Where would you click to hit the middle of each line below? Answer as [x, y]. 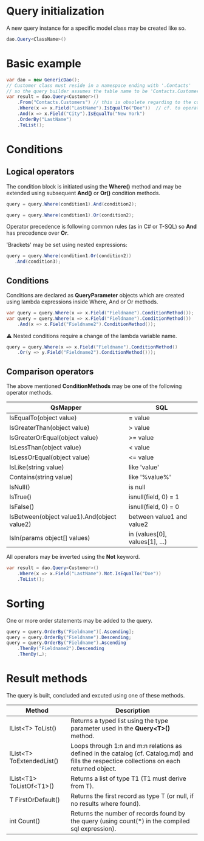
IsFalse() [22, 507]
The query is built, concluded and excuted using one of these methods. [96, 695]
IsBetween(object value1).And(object [63, 517]
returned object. [93, 769]
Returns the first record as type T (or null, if [132, 796]
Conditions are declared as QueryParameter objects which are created [95, 295]
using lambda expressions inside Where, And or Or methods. [82, 302]
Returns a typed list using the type [120, 721]
